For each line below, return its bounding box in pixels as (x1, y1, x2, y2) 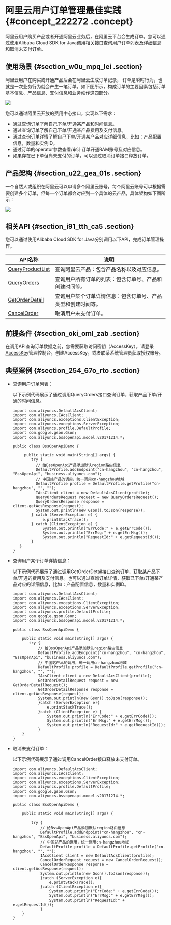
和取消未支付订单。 (5, 46, 46, 52)
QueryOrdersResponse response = (35, 499, 104, 504)
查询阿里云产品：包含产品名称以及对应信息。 (55, 266, 162, 273)
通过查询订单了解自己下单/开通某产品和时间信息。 (12, 121, 117, 127)
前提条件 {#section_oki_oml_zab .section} (5, 329, 140, 338)
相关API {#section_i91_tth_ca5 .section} (5, 222, 134, 231)
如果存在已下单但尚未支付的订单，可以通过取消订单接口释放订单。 (12, 152, 151, 158)
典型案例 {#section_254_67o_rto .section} (5, 366, 140, 375)
